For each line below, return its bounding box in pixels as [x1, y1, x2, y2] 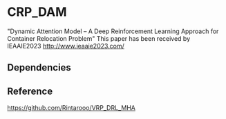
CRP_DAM [7, 4, 67, 20]
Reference [7, 85, 53, 97]
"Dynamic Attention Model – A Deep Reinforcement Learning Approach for [7, 27, 219, 35]
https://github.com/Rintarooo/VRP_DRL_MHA [7, 104, 136, 112]
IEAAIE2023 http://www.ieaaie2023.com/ [7, 42, 124, 50]
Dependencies [7, 62, 71, 73]
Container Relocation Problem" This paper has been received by [7, 34, 191, 42]
